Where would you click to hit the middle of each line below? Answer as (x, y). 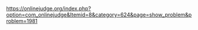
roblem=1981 (22, 21)
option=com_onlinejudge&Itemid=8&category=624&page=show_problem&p (99, 15)
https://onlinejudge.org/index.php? (48, 9)
